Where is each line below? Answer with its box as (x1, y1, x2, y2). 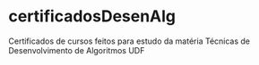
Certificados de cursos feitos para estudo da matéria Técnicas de (8, 36, 251, 46)
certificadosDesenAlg (8, 6, 177, 27)
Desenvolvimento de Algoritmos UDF (8, 45, 145, 55)
